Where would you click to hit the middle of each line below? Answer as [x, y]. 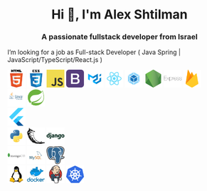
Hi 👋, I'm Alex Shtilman [120, 15]
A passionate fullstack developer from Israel [120, 37]
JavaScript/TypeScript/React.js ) [55, 60]
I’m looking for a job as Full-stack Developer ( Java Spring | [94, 52]
